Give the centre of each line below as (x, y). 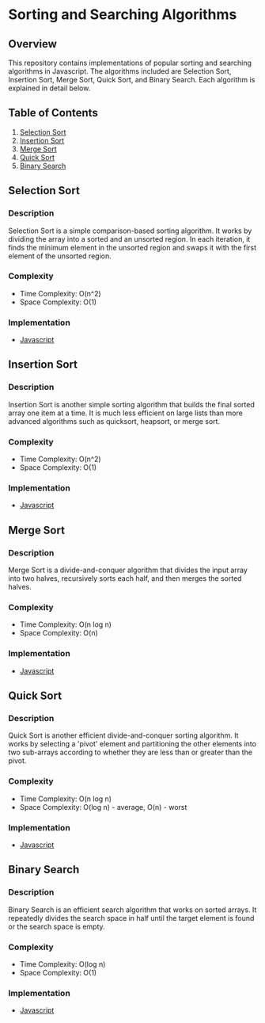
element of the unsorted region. (60, 256)
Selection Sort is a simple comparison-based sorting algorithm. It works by (130, 231)
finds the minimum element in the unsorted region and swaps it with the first (132, 247)
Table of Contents (53, 113)
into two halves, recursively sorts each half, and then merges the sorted (125, 578)
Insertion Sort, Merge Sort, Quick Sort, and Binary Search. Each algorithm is (132, 80)
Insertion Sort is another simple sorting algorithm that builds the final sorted (131, 404)
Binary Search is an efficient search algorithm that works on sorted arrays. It (132, 910)
